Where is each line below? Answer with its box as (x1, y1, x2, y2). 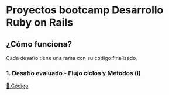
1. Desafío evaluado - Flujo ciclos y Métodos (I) (6, 69, 142, 77)
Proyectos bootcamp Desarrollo (6, 3, 164, 17)
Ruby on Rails (6, 16, 74, 29)
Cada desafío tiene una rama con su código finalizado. (6, 55, 137, 61)
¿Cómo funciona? (6, 39, 72, 49)
